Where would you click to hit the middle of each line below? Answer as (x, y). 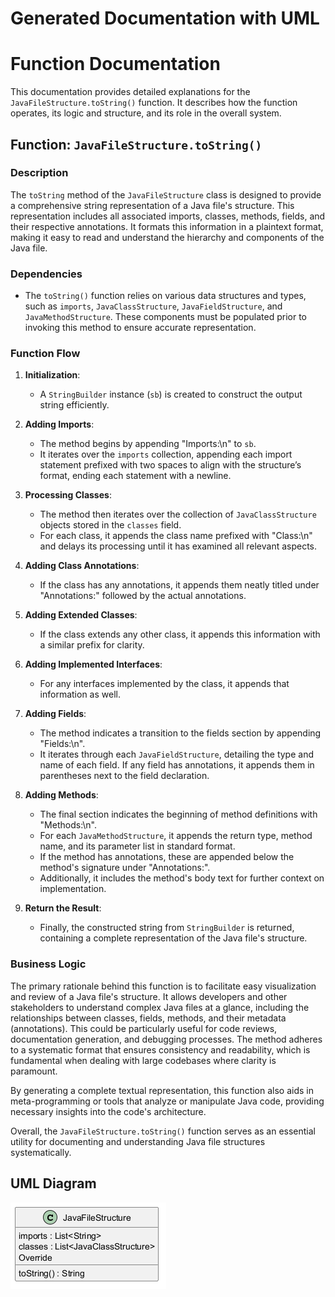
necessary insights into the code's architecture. (108, 1111)
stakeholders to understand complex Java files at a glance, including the (160, 1007)
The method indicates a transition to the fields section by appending (180, 733)
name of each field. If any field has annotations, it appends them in (177, 765)
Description (39, 173)
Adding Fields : (55, 714)
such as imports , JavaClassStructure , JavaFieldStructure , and (153, 306)
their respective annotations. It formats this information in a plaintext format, (167, 226)
